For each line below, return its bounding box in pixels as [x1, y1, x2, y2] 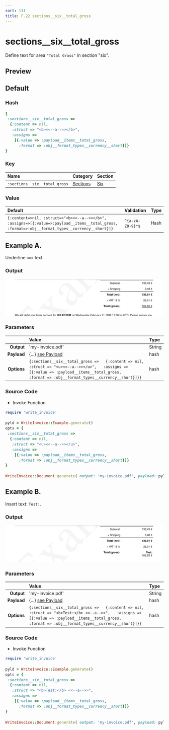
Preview [5, 67, 32, 76]
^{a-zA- [124, 218, 141, 224]
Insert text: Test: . [5, 501, 42, 507]
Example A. [5, 242, 42, 250]
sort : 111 [5, 8, 26, 13]
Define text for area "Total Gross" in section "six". [5, 52, 110, 58]
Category [72, 173, 93, 179]
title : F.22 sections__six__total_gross [5, 13, 92, 19]
